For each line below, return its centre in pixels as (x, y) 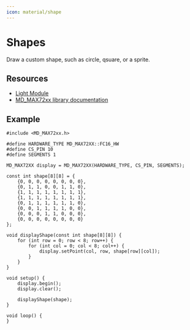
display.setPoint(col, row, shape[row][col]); (100, 251)
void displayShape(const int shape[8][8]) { (64, 236)
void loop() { (25, 316)
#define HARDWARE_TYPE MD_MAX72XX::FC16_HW (63, 144)
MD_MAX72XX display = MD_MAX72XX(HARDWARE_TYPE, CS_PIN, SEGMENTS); (96, 166)
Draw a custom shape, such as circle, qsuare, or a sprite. (78, 59)
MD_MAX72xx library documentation (62, 100)
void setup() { (26, 278)
